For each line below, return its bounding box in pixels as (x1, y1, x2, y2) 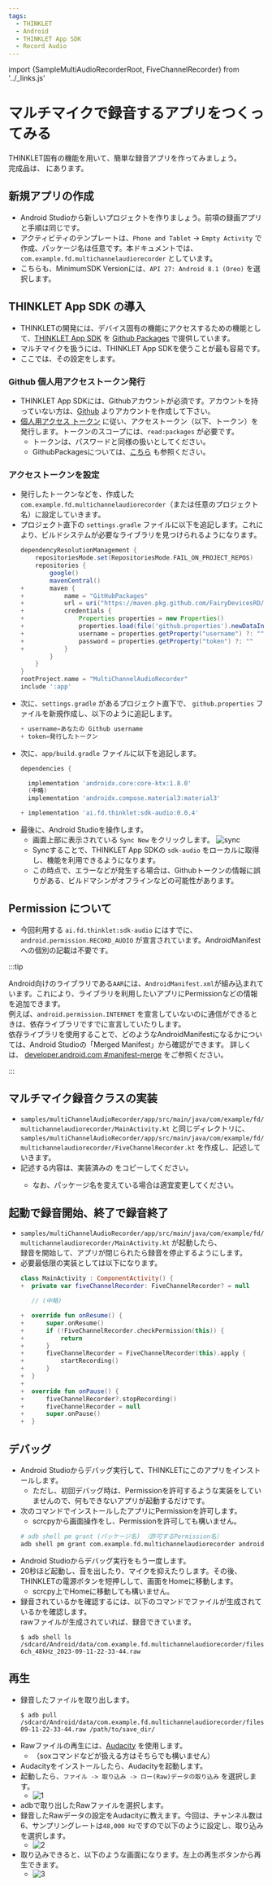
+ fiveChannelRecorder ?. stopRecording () (19, 1395, 177, 1403)
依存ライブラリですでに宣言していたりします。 (29, 1019, 186, 1029)
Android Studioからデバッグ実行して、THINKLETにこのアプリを (19, 1466, 233, 1475)
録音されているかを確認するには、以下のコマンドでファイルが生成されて (19, 1596, 262, 1606)
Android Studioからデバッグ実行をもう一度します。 (19, 1555, 191, 1565)
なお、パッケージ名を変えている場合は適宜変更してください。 (32, 1180, 238, 1189)
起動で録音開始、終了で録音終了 (8, 1207, 169, 1220)
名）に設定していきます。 (19, 510, 106, 520)
